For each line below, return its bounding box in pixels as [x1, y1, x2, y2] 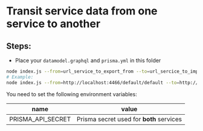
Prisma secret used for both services [76, 115, 182, 123]
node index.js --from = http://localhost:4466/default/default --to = [6, 79, 180, 85]
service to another [6, 17, 101, 31]
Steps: [6, 41, 31, 51]
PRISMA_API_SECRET [9, 115, 71, 123]
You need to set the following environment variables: [6, 90, 137, 97]
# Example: [6, 74, 34, 80]
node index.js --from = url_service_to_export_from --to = [6, 69, 150, 75]
